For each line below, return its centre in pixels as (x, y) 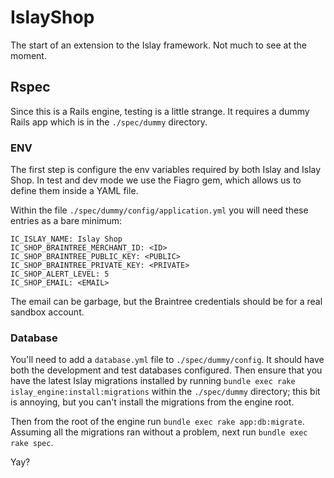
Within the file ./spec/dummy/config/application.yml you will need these (159, 210)
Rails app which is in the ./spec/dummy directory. (109, 122)
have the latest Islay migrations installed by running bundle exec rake (153, 381)
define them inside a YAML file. (74, 191)
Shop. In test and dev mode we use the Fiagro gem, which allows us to (156, 180)
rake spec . (32, 443)
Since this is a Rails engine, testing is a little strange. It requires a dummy (160, 111)
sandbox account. (47, 312)
